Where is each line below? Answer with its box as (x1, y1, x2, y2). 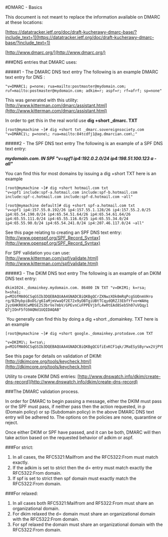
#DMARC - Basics (5, 5, 42, 10)
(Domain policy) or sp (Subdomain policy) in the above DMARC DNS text (5, 409, 154, 415)
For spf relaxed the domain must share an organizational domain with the (12, 521, 163, 527)
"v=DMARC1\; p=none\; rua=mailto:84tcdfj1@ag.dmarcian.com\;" (5, 131, 137, 137)
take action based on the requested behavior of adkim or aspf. (5, 435, 133, 441)
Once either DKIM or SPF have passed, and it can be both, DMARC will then (5, 429, 161, 435)
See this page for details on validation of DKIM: (5, 353, 102, 359)
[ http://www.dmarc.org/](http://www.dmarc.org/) (5, 50, 106, 55)
